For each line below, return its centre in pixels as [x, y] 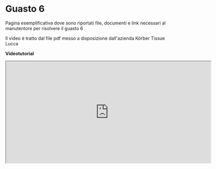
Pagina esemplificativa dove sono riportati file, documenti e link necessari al [85, 23]
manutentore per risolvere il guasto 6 [44, 28]
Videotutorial [20, 53]
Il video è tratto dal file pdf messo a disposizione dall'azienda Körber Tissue [85, 38]
